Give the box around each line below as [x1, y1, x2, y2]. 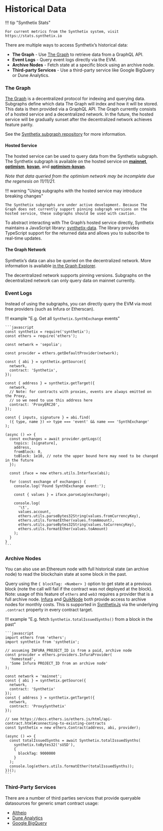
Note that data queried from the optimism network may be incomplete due [5, 173, 155, 179]
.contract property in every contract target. [5, 607, 93, 613]
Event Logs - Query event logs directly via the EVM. [12, 56, 117, 62]
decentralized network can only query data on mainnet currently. [5, 277, 136, 283]
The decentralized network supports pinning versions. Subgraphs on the [5, 272, 151, 278]
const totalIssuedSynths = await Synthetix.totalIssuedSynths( [9, 738, 141, 743]
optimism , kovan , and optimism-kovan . [5, 164, 86, 170]
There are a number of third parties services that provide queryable [5, 795, 141, 801]
